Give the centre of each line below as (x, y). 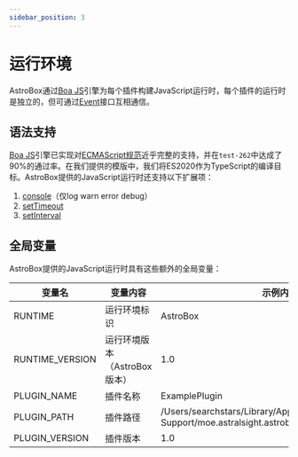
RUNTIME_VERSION (55, 359)
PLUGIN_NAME (46, 396)
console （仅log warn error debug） (87, 196)
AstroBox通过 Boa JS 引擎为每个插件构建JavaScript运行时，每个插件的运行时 (148, 91)
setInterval (42, 216)
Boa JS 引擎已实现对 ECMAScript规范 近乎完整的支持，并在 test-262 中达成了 (145, 155)
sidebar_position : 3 (47, 17)
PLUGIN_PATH (44, 417)
